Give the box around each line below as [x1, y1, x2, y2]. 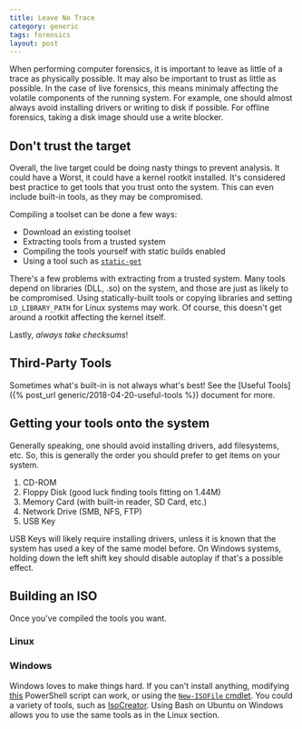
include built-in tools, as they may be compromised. [9, 192, 203, 203]
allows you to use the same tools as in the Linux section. [9, 709, 220, 720]
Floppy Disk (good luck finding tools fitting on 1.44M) [22, 486, 221, 497]
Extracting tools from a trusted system [22, 236, 166, 247]
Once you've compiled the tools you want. [9, 613, 168, 624]
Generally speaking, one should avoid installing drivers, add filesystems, [9, 440, 279, 451]
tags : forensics [9, 30, 71, 39]
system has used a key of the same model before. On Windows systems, [9, 543, 281, 554]
